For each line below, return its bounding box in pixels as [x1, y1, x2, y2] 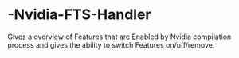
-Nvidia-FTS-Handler [7, 6, 152, 24]
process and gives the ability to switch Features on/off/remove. [7, 40, 215, 49]
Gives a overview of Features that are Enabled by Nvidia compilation [7, 32, 232, 41]
